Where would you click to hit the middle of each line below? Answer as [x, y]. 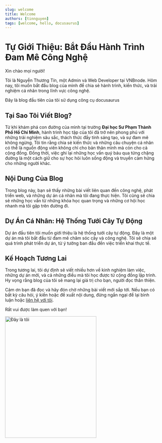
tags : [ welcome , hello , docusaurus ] [42, 23]
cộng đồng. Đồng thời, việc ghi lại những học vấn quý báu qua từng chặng [80, 153]
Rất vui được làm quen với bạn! [36, 310]
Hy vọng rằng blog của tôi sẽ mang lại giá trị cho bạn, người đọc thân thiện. [80, 281]
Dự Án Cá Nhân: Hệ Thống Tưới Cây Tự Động [74, 221]
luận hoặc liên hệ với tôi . [29, 300]
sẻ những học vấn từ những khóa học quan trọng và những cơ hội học [75, 200]
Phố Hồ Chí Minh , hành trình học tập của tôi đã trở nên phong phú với [75, 132]
